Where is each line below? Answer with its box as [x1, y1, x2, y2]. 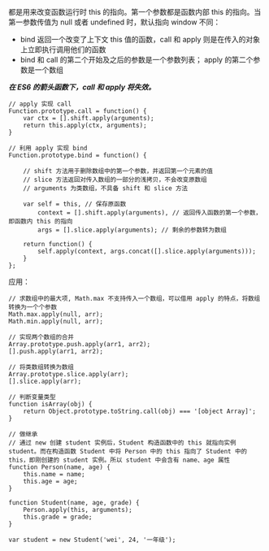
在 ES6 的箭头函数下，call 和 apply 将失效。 [8, 82, 156, 92]
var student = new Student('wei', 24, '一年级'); [8, 536, 176, 544]
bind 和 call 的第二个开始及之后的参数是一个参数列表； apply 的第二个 [20, 55, 254, 64]
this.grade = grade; [23, 513, 93, 521]
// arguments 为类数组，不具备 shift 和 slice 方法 [23, 184, 189, 193]
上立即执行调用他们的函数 [20, 45, 106, 54]
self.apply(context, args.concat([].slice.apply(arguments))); [37, 247, 256, 255]
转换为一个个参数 [8, 303, 58, 311]
